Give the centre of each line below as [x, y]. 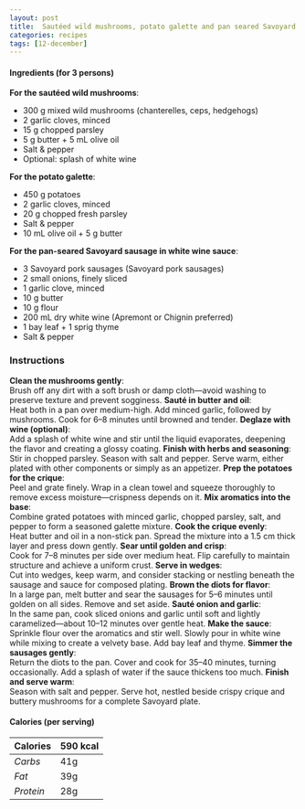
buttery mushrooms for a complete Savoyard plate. [105, 701]
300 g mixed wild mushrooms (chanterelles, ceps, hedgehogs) [140, 111]
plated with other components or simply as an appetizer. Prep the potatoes [151, 468]
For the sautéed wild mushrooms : [74, 93]
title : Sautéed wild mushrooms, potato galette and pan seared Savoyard [153, 27]
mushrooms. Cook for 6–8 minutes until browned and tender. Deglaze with [150, 419]
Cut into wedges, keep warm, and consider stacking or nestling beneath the [152, 575]
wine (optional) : [40, 429]
